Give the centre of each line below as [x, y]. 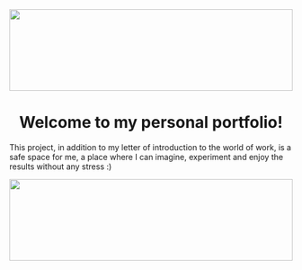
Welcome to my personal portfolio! [151, 123]
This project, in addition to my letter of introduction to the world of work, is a [151, 147]
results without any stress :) [61, 166]
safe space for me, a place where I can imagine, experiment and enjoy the [147, 157]
